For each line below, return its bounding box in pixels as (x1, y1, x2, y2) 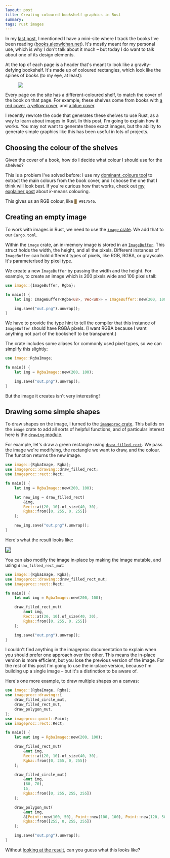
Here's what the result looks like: (5, 537, 73, 543)
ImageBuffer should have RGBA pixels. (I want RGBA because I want (5, 325, 147, 331)
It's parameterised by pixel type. (5, 258, 73, 264)
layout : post (5, 7, 33, 13)
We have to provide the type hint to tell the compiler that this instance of (5, 320, 156, 326)
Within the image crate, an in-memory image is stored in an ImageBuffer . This (5, 241, 165, 248)
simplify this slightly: (5, 346, 48, 352)
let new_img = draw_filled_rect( (14, 495, 85, 500)
